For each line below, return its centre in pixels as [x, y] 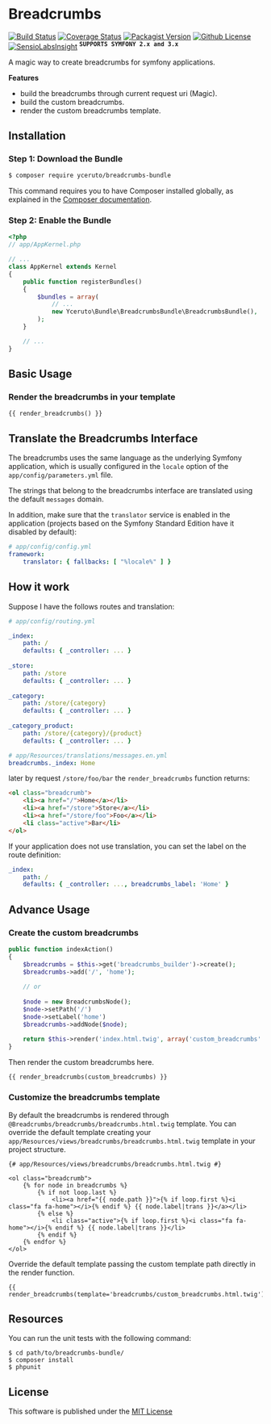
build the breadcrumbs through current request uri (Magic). [119, 93]
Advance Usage [49, 909]
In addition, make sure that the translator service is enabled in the [119, 515]
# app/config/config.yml [50, 547]
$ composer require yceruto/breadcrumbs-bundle [90, 176]
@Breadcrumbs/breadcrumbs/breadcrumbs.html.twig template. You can [122, 1124]
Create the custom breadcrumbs [73, 932]
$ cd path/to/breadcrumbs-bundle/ [67, 1353]
